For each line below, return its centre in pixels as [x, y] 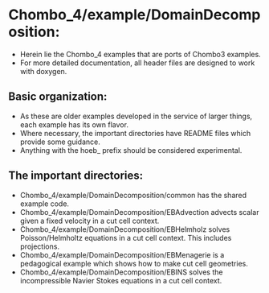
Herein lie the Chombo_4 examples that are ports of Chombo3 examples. [140, 54]
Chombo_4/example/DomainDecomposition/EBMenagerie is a [122, 254]
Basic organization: [58, 97]
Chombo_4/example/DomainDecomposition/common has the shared [133, 195]
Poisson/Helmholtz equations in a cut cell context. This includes [126, 237]
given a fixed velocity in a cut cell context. [90, 221]
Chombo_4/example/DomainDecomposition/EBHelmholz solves [125, 229]
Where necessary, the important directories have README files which [135, 133]
